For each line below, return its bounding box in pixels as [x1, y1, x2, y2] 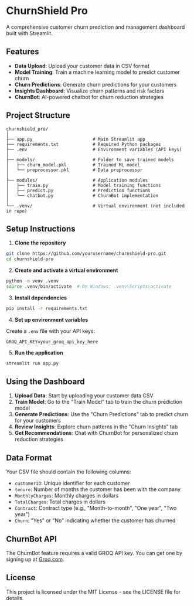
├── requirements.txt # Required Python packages [6, 141, 161, 147]
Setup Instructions [6, 224, 76, 234]
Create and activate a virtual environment [14, 267, 118, 274]
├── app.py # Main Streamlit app [6, 136, 145, 142]
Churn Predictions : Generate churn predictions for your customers [14, 81, 177, 88]
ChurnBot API [6, 534, 57, 544]
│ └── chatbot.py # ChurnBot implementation [6, 192, 159, 199]
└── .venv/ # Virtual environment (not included [6, 203, 185, 209]
